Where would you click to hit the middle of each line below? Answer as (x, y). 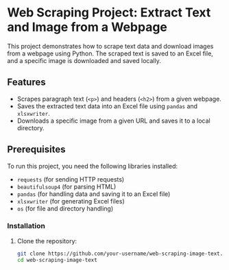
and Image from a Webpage (87, 27)
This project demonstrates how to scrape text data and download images (110, 46)
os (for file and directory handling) (65, 208)
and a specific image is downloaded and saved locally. (84, 60)
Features (26, 83)
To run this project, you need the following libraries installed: (93, 166)
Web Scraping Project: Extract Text (109, 13)
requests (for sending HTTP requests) (71, 179)
